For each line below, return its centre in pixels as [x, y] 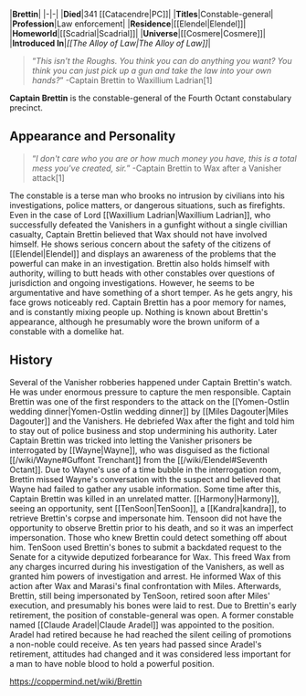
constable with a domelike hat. [67, 331]
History [31, 360]
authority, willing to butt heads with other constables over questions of [142, 273]
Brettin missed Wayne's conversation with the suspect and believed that [145, 479]
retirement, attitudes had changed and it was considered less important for [150, 654]
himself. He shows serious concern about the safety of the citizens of [140, 244]
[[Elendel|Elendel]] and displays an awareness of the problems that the [143, 253]
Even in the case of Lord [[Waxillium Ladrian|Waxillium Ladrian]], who [140, 215]
